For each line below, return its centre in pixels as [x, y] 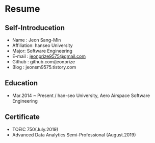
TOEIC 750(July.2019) [35, 129]
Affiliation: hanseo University [42, 45]
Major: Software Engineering [42, 51]
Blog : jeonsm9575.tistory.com [44, 67]
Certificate [22, 117]
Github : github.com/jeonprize [43, 62]
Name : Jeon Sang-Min [36, 40]
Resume [22, 9]
